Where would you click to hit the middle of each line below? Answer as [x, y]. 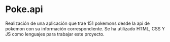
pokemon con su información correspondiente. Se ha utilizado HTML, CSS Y [85, 28]
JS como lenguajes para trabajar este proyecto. [55, 34]
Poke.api [24, 9]
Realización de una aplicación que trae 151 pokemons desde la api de [78, 23]
